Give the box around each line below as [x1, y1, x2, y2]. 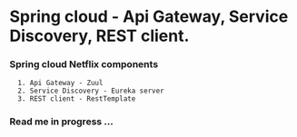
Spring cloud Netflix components [9, 58, 159, 71]
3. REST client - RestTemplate [17, 94, 136, 103]
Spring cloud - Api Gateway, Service [9, 6, 289, 27]
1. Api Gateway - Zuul [17, 79, 104, 88]
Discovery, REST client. [9, 25, 190, 46]
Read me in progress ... [9, 115, 114, 128]
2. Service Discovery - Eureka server [17, 86, 165, 96]
